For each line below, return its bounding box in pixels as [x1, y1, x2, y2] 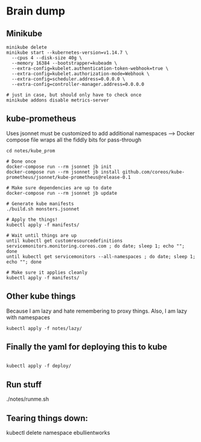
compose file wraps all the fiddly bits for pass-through [6, 136, 142, 143]
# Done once [6, 158, 36, 164]
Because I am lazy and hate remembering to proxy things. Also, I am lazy [6, 307, 187, 314]
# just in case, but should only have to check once [6, 92, 142, 98]
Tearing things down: [6, 413, 89, 423]
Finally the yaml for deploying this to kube [6, 342, 167, 352]
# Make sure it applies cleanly [6, 269, 88, 276]
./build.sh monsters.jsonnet [6, 206, 80, 212]
